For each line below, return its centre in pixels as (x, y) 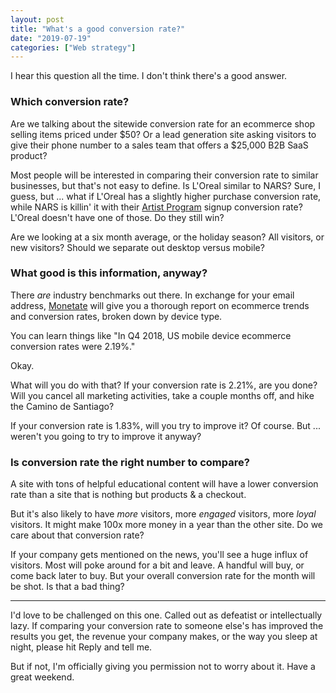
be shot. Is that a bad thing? (67, 587)
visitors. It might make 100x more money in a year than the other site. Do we (167, 525)
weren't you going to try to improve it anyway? (106, 436)
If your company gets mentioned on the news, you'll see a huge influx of (159, 555)
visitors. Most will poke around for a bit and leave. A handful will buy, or (157, 565)
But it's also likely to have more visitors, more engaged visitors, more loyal (163, 514)
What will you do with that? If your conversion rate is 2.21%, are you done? (164, 385)
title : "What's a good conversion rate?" (98, 29)
